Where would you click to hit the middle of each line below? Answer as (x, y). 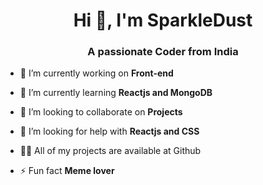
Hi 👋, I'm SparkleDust (163, 20)
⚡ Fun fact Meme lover (67, 171)
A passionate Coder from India (163, 52)
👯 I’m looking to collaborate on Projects (101, 112)
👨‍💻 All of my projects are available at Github (110, 151)
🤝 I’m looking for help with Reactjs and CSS (109, 131)
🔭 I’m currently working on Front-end (96, 73)
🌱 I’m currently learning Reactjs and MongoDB (116, 93)
